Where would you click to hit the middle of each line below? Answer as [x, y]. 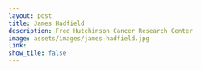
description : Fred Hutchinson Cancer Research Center [101, 31]
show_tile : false [38, 53]
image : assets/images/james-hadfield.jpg [79, 38]
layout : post [30, 16]
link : [17, 46]
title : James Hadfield [46, 23]
